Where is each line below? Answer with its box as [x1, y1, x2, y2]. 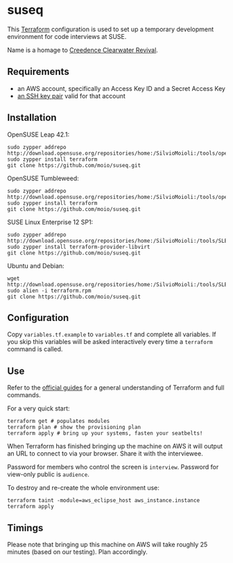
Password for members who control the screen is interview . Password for [7, 463, 219, 471]
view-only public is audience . [7, 470, 90, 478]
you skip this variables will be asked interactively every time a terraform [7, 338, 213, 346]
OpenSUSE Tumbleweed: [7, 174, 79, 182]
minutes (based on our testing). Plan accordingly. [7, 548, 148, 556]
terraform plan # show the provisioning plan [7, 424, 141, 431]
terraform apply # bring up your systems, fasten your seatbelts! [7, 430, 203, 437]
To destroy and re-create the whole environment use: [7, 484, 159, 492]
